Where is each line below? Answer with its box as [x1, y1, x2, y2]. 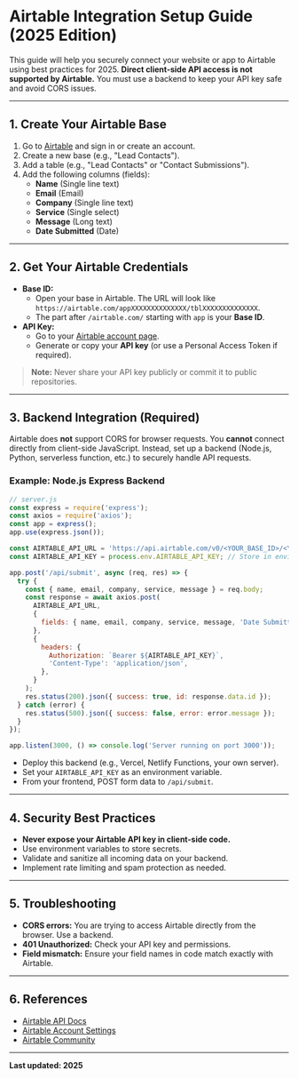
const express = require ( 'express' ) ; [9, 503, 149, 512]
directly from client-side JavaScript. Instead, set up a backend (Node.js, [9, 443, 272, 454]
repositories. [30, 376, 77, 387]
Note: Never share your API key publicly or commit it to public [30, 366, 257, 377]
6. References [9, 992, 89, 1007]
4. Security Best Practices [9, 811, 156, 826]
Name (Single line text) [35, 178, 120, 188]
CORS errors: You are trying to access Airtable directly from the [21, 920, 256, 931]
